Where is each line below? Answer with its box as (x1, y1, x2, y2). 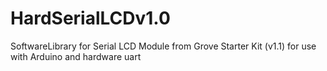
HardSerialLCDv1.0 (10, 7, 171, 30)
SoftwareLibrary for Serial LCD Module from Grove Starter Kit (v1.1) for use (10, 40, 317, 52)
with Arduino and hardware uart (10, 50, 142, 62)
